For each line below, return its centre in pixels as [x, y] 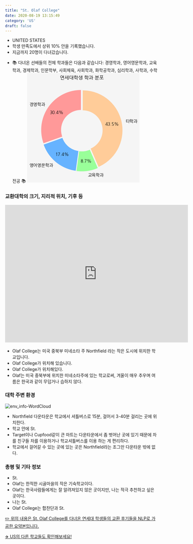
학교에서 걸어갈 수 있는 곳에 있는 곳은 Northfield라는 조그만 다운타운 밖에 [81, 447]
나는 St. [19, 502]
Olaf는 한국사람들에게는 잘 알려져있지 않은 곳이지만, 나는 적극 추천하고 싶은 [83, 490]
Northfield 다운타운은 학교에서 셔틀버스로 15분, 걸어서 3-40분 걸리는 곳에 [82, 416]
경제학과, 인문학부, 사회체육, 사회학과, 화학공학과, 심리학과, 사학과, [86, 70]
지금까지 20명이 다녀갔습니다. [40, 52]
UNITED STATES [29, 40]
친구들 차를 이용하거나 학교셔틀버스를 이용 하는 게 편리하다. [73, 441]
